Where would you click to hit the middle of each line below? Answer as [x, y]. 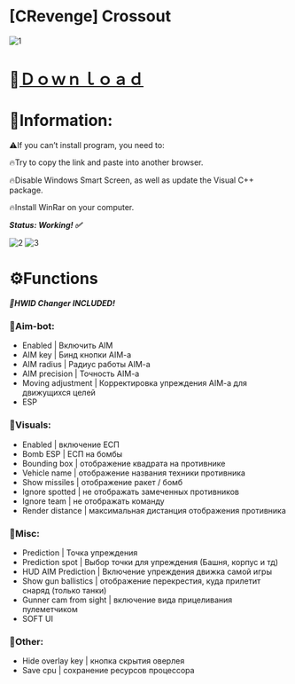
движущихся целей [58, 393]
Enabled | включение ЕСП [70, 444]
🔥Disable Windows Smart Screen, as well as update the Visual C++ [132, 180]
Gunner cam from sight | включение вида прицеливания [127, 600]
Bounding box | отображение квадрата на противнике [124, 463]
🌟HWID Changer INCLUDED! [62, 303]
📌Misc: [24, 533]
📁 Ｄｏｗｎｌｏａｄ [77, 79]
